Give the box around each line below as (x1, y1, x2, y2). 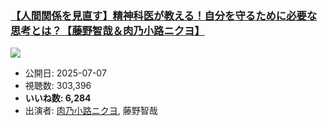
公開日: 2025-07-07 (24, 67, 107, 79)
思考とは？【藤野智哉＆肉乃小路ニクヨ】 (10, 23, 205, 37)
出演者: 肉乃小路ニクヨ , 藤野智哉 (24, 105, 158, 117)
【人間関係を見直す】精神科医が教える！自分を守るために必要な (10, 8, 318, 22)
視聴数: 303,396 (24, 80, 92, 92)
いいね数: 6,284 (24, 92, 92, 104)
